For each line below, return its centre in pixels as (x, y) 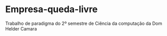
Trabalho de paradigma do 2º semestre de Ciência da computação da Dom (84, 23)
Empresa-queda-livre (52, 9)
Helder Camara (21, 28)
